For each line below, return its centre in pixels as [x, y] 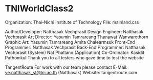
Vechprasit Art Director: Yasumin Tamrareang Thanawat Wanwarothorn [77, 37]
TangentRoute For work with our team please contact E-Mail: [66, 67]
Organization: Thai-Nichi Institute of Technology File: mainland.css [72, 22]
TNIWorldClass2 [39, 9]
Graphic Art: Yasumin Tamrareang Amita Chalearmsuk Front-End [70, 42]
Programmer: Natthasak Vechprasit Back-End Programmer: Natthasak [75, 47]
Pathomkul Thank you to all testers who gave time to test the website [75, 57]
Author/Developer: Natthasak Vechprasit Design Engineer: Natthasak [74, 31]
